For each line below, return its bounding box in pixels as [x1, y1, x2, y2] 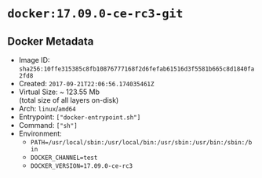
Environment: [18, 129, 62, 138]
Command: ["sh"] [18, 121, 78, 129]
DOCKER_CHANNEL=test [30, 154, 98, 162]
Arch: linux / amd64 [18, 104, 76, 113]
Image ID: [18, 56, 50, 64]
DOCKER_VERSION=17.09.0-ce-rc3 [30, 162, 133, 170]
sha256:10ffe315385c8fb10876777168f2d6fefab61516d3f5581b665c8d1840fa [18, 65, 255, 73]
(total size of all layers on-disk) [18, 96, 119, 104]
